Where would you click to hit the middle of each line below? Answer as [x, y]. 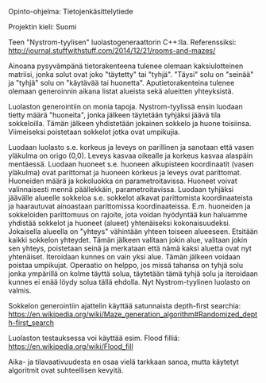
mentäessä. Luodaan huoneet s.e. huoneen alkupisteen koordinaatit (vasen [131, 164]
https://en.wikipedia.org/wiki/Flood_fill [71, 347]
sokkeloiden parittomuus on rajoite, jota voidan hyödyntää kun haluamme [128, 214]
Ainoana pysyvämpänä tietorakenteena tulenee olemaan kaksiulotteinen [126, 66]
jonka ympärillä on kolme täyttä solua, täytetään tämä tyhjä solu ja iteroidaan [133, 274]
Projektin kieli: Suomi [42, 27]
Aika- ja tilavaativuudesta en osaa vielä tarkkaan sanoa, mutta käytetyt [124, 362]
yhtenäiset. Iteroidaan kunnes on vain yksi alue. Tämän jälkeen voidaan [124, 257]
